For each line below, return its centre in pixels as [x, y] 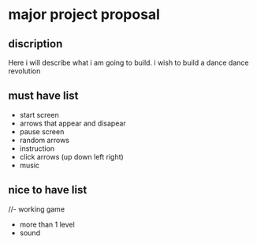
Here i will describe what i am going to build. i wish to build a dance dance [128, 62]
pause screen [42, 131]
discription [35, 44]
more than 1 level [47, 224]
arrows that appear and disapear [73, 123]
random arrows [44, 140]
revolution [24, 71]
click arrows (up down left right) [71, 156]
